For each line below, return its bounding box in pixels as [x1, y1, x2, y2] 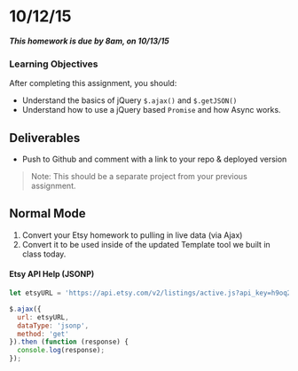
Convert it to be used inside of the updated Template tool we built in [21, 239, 271, 249]
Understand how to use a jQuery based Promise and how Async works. [21, 105, 281, 115]
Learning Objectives [9, 58, 99, 70]
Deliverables [9, 130, 81, 146]
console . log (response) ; [17, 346, 105, 355]
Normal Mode [9, 206, 86, 221]
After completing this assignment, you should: [9, 78, 177, 89]
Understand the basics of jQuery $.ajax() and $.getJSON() [21, 95, 238, 106]
